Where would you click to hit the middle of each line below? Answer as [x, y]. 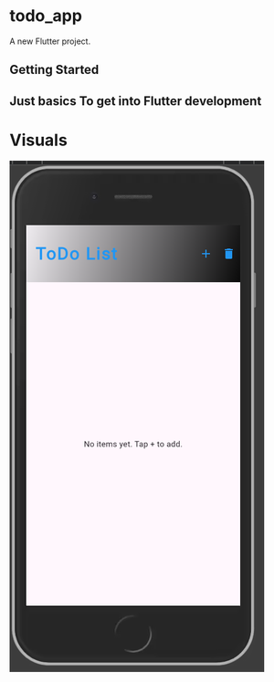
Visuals [39, 140]
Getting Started [54, 70]
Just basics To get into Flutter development [136, 101]
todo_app [46, 16]
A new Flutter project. [50, 41]
